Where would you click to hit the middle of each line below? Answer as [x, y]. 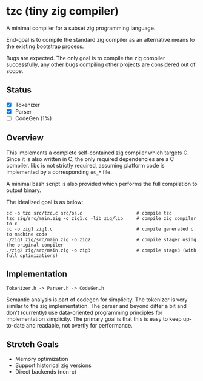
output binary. [24, 190]
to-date [16, 325]
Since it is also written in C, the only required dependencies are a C [90, 159]
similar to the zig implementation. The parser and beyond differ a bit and [96, 306]
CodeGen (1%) [33, 118]
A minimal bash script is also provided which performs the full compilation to [102, 184]
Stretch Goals [33, 344]
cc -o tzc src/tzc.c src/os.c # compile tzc [89, 213]
